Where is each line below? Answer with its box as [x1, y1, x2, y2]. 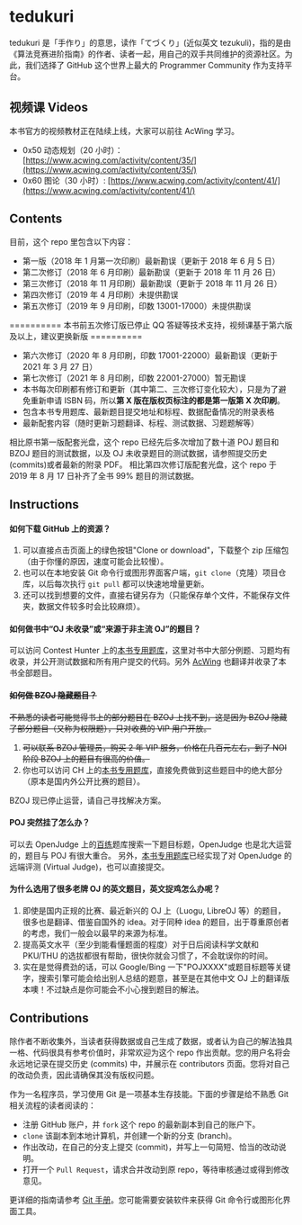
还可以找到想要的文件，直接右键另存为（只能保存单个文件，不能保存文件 [22, 590, 290, 600]
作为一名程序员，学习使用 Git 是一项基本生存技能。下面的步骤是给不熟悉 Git [9, 1088, 289, 1099]
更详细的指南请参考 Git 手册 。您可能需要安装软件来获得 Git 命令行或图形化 [9, 1194, 283, 1205]
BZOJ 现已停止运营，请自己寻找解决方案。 [9, 795, 166, 806]
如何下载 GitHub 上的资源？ [9, 523, 111, 534]
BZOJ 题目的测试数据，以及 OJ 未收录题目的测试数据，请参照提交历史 [9, 447, 268, 458]
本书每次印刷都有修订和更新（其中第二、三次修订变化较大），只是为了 [22, 383, 279, 394]
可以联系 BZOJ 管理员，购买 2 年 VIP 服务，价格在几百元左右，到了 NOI [22, 742, 288, 752]
